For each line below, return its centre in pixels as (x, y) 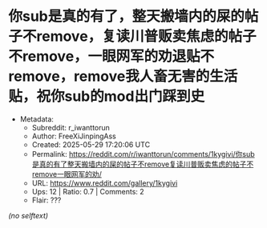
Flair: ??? (47, 200)
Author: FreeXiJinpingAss (74, 136)
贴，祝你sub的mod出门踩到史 (107, 96)
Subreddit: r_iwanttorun (71, 127)
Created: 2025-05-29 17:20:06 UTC (91, 144)
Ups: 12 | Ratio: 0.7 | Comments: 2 (88, 191)
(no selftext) (28, 215)
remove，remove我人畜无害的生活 (123, 76)
